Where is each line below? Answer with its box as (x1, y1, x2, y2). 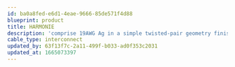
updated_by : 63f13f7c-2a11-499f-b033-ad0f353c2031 (7, 43, 158, 50)
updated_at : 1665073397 (7, 50, 77, 57)
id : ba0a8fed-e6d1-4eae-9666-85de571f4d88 (7, 10, 133, 17)
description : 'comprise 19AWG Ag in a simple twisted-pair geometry (7, 29, 211, 37)
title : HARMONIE (7, 23, 55, 30)
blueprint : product (7, 17, 64, 24)
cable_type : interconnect (7, 36, 83, 43)
